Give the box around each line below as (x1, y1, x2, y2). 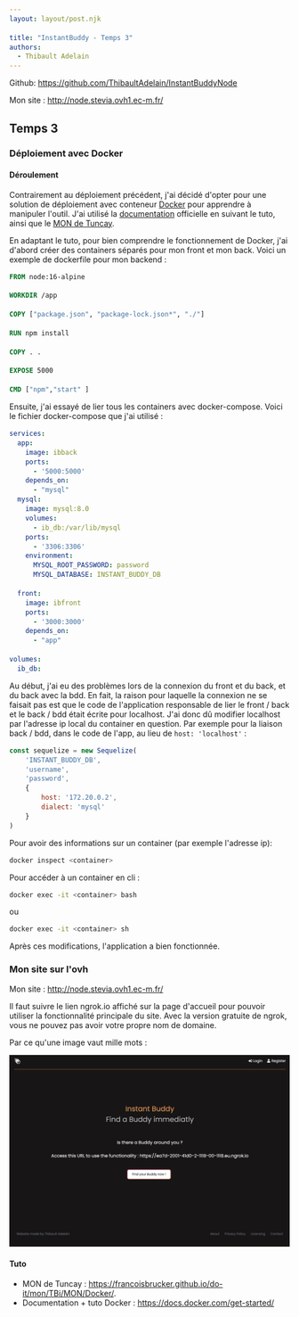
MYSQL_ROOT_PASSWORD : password (32, 561, 149, 570)
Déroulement (9, 169, 60, 180)
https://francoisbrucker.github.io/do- (88, 1278, 223, 1288)
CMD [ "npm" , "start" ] (9, 385, 90, 394)
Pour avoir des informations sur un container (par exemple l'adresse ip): (9, 837, 273, 848)
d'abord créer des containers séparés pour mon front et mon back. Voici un (9, 244, 287, 255)
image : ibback (25, 448, 77, 457)
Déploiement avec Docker (9, 147, 124, 160)
